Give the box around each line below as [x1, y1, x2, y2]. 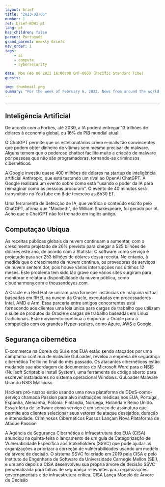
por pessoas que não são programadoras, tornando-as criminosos [5, 155, 140, 161]
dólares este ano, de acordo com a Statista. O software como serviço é [5, 249, 149, 255]
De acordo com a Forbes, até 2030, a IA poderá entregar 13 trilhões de [5, 125, 148, 131]
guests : [5, 76, 21, 81]
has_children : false [5, 30, 48, 35]
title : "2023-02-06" [5, 12, 48, 17]
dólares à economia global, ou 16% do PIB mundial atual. [5, 130, 120, 136]
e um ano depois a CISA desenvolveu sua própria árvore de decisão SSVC [5, 461, 156, 467]
